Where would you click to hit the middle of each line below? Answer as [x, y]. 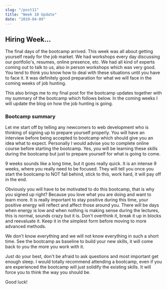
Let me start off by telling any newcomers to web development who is [77, 127]
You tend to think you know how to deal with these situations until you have [83, 72]
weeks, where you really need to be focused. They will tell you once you [79, 169]
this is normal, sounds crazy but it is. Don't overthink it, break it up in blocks [83, 216]
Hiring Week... [28, 39]
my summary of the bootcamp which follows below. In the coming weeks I [81, 98]
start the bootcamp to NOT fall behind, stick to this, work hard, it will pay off [83, 174]
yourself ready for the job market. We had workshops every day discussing [82, 57]
